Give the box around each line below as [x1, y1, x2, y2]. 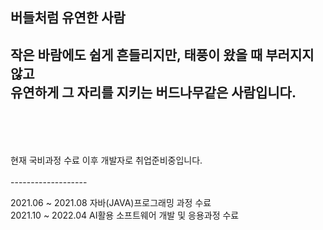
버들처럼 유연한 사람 [10, 9, 126, 27]
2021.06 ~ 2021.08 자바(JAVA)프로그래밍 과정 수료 [10, 197, 212, 209]
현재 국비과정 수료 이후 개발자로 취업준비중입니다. [10, 154, 203, 167]
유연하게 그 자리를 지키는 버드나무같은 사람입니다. [10, 84, 297, 101]
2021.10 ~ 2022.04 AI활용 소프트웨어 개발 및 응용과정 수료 [10, 209, 240, 222]
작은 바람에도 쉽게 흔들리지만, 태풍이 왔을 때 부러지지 [10, 46, 315, 63]
